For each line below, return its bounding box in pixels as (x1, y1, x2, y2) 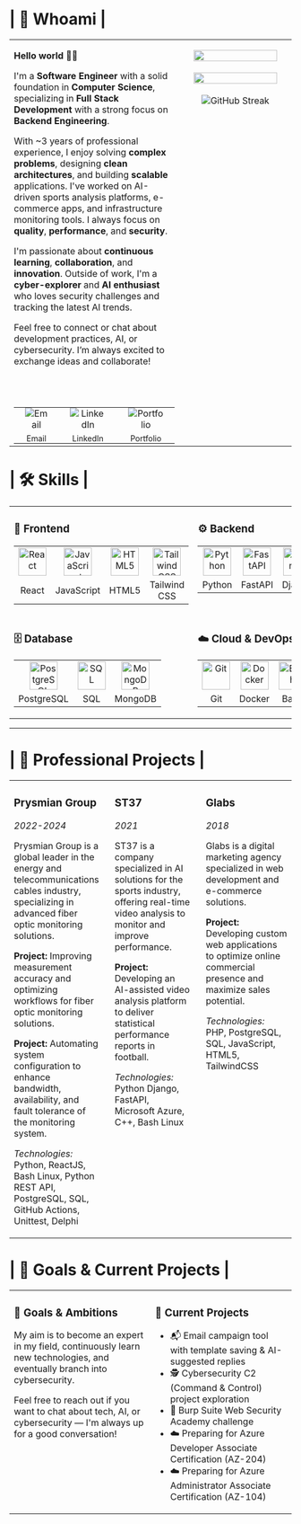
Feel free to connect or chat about (13, 321, 157, 333)
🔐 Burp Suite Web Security (169, 1404, 282, 1417)
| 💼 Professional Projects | (9, 749, 205, 770)
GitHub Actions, (13, 1203, 81, 1216)
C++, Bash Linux (115, 1115, 185, 1128)
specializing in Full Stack (13, 92, 119, 104)
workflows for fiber (13, 994, 94, 1006)
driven (13, 190, 41, 203)
